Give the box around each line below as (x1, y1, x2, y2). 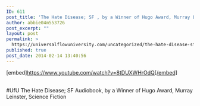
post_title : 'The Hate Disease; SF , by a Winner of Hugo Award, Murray (6, 14, 190, 20)
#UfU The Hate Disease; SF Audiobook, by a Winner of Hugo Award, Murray (6, 86, 193, 94)
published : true (6, 47, 46, 53)
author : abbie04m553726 (6, 20, 65, 25)
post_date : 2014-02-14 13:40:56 (6, 53, 86, 59)
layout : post (6, 31, 39, 37)
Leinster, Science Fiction (6, 93, 67, 100)
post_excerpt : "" (6, 25, 49, 31)
